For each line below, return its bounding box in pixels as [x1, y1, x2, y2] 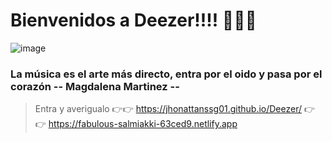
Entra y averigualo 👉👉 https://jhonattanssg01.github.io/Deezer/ [34, 103, 303, 115]
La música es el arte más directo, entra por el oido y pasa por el [10, 67, 323, 81]
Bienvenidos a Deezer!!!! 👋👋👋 [10, 9, 257, 32]
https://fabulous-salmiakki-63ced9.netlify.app [48, 118, 238, 130]
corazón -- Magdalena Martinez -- [10, 79, 180, 93]
